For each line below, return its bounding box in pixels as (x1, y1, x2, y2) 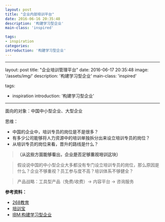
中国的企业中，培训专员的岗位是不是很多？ (12, 129, 99, 135)
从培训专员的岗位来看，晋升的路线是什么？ (12, 141, 99, 147)
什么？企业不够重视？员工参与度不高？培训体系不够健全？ (17, 168, 134, 174)
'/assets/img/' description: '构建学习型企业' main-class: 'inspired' (5, 73, 137, 79)
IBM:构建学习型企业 (12, 212, 52, 218)
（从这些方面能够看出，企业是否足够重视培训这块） (17, 151, 121, 157)
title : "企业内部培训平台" (5, 12, 55, 17)
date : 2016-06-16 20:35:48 (5, 16, 60, 21)
